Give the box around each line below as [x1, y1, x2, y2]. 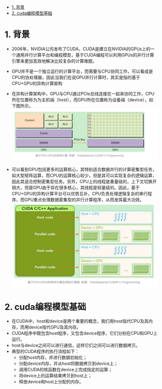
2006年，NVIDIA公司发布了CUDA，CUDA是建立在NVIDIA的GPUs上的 [11, 46, 151, 52]
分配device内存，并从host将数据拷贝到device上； [18, 360, 118, 367]
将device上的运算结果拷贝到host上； [18, 373, 93, 379]
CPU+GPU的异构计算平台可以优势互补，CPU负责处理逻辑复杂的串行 [11, 190, 148, 196]
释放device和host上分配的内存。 [18, 379, 84, 385]
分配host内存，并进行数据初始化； [18, 355, 88, 360]
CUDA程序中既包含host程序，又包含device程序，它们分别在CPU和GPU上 [11, 330, 158, 336]
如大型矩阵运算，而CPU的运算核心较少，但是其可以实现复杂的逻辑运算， [11, 172, 157, 178]
